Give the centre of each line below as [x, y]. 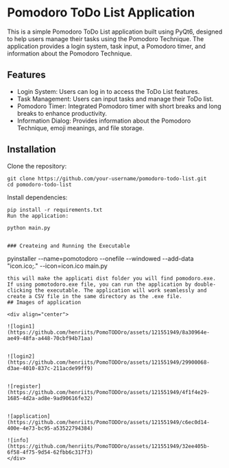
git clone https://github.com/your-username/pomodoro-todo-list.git [107, 178]
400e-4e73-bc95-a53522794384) [50, 428]
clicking [20, 290]
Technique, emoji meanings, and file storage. [81, 127]
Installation [32, 150]
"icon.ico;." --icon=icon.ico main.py [57, 266]
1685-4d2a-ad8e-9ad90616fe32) [50, 398]
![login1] [21, 326]
